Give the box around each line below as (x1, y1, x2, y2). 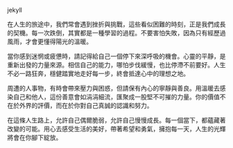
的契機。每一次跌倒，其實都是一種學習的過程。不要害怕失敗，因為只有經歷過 (7, 29, 226, 37)
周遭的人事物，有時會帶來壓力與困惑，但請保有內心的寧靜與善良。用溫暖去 (7, 84, 220, 92)
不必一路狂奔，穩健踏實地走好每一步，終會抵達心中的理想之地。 (7, 69, 189, 77)
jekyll (7, 6, 22, 14)
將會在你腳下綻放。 (7, 133, 62, 141)
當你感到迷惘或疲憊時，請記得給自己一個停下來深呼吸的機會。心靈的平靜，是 (7, 52, 226, 60)
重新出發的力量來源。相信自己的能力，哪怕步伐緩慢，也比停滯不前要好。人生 (7, 61, 226, 68)
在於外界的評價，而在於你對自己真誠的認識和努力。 (7, 102, 153, 109)
